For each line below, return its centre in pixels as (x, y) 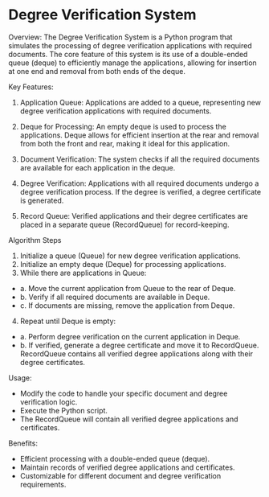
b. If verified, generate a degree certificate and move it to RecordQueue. (139, 345)
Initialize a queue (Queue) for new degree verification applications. (130, 256)
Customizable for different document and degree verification (120, 475)
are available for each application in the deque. (98, 167)
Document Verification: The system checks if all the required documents (140, 159)
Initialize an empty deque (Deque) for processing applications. (123, 264)
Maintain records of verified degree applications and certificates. (127, 467)
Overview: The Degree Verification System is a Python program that (120, 37)
